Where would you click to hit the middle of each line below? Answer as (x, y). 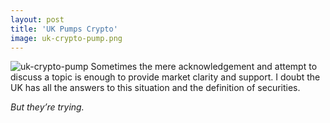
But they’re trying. (47, 107)
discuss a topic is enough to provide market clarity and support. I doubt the (165, 77)
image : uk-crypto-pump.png (66, 38)
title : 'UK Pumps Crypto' (64, 29)
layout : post (37, 19)
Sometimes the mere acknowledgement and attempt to (204, 67)
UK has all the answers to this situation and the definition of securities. (155, 88)
